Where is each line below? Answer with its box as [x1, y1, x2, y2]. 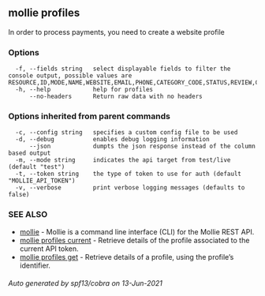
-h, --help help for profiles [15, 86, 154, 94]
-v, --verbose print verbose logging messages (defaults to [15, 184, 245, 192]
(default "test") [8, 163, 65, 171]
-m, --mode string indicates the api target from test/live [15, 156, 231, 164]
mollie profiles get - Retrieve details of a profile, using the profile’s [19, 252, 234, 261]
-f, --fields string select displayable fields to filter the [15, 65, 231, 73]
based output [8, 149, 51, 157]
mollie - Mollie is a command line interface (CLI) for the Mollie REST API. [19, 227, 255, 236]
